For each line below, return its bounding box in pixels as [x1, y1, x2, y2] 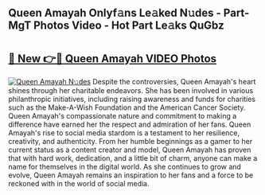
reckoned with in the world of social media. [8, 179, 150, 188]
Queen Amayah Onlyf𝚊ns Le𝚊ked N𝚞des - [8, 6, 221, 20]
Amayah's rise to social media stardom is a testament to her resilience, [8, 128, 240, 138]
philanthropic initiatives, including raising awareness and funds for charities [8, 95, 256, 103]
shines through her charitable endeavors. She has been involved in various [8, 86, 254, 95]
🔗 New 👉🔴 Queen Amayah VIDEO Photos [8, 52, 217, 65]
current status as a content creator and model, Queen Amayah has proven [8, 145, 251, 154]
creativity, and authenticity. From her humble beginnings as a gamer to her [8, 137, 253, 146]
